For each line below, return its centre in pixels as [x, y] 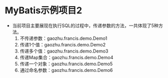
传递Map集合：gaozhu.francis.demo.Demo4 [67, 57]
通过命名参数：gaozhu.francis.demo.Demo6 [66, 70]
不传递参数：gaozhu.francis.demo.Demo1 [64, 38]
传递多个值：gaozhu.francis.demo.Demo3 [64, 51]
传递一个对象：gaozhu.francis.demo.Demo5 [66, 64]
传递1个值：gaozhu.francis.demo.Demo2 [63, 44]
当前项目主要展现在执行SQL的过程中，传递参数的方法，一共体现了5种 [85, 25]
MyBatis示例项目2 [44, 10]
